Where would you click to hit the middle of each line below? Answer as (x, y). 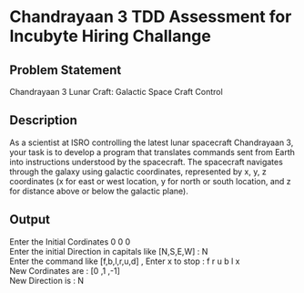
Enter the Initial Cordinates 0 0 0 (70, 241)
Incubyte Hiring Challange (110, 36)
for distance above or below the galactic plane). (99, 191)
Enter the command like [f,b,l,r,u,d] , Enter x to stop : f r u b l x (125, 261)
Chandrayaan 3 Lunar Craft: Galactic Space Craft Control (116, 92)
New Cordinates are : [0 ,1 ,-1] (65, 270)
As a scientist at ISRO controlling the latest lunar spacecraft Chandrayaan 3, (152, 142)
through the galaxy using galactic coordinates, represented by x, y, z (138, 172)
